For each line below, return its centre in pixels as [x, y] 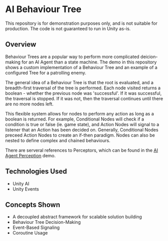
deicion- [149, 56]
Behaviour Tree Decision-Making [47, 222]
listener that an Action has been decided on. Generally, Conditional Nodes [82, 130]
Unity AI [21, 184]
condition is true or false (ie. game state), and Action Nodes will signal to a [82, 124]
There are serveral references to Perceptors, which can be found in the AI [82, 150]
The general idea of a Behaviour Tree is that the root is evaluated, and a [79, 82]
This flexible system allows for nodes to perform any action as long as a [80, 113]
